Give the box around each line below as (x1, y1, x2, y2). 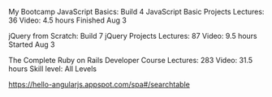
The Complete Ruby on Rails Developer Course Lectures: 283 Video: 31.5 (8, 56, 253, 65)
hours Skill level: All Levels (8, 64, 97, 74)
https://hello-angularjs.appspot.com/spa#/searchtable (8, 80, 191, 89)
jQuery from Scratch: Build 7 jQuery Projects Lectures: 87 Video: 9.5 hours (8, 32, 257, 40)
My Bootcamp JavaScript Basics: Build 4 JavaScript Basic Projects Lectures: (8, 7, 265, 16)
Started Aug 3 (8, 40, 55, 49)
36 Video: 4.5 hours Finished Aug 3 (8, 15, 127, 25)
